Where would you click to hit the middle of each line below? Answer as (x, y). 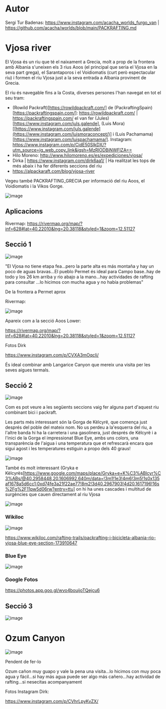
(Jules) (102, 118)
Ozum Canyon (35, 638)
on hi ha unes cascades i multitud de (114, 489)
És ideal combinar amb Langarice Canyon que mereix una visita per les (78, 364)
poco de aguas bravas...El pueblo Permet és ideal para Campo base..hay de (83, 271)
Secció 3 (19, 606)
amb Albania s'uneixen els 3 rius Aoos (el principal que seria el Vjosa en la (81, 67)
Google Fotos (22, 579)
